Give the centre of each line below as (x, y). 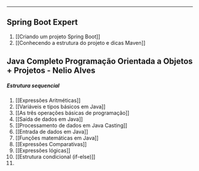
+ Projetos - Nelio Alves (51, 70)
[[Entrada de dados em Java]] (52, 132)
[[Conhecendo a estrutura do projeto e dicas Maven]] (80, 42)
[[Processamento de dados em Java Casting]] (71, 126)
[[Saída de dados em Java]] (49, 119)
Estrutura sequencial (33, 85)
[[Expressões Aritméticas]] (48, 100)
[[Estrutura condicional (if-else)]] (55, 157)
